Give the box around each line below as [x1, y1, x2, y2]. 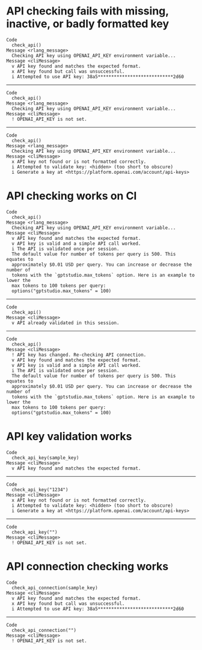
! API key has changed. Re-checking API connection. [11, 352, 147, 358]
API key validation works [6, 430, 132, 443]
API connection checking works [6, 560, 169, 573]
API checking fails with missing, [6, 4, 170, 18]
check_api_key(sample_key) [11, 455, 79, 461]
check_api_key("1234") [11, 486, 69, 492]
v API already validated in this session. [11, 320, 120, 326]
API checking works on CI [6, 189, 137, 203]
